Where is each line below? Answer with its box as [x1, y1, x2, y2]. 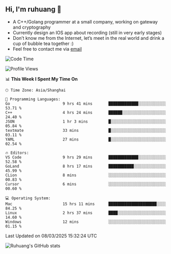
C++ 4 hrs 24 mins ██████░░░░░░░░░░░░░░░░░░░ [5, 110, 166, 115]
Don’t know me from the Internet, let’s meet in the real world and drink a [12, 35, 165, 41]
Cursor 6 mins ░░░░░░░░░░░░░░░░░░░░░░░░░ [5, 181, 166, 187]
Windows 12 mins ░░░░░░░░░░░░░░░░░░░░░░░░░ [5, 219, 166, 224]
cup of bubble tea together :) [12, 40, 74, 47]
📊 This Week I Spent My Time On [5, 76, 78, 82]
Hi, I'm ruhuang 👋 [5, 5, 61, 14]
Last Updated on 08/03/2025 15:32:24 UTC [5, 233, 97, 239]
